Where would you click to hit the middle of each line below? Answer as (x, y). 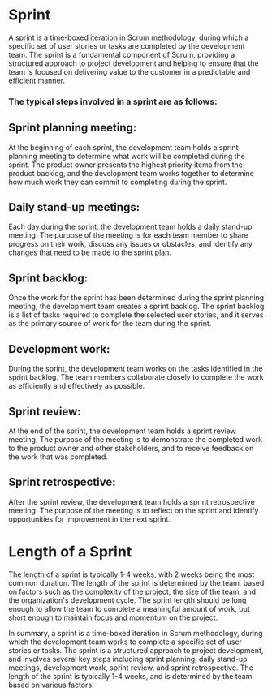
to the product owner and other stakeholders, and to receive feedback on (131, 448)
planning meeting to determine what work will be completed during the (127, 156)
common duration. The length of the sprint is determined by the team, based (136, 582)
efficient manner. (37, 80)
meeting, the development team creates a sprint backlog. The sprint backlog (136, 307)
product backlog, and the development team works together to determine (131, 173)
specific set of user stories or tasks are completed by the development (127, 45)
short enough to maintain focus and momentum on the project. (113, 617)
